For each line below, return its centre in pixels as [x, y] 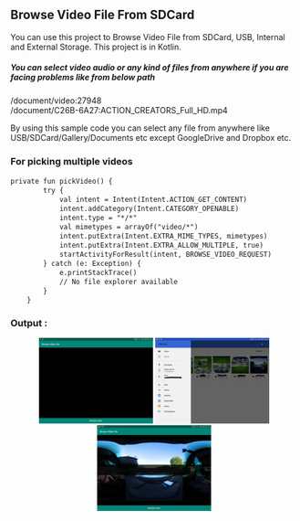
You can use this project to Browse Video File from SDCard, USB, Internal [148, 37]
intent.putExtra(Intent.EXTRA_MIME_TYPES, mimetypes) [163, 237]
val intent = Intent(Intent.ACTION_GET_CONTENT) [153, 200]
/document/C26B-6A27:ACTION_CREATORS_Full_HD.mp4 [119, 110]
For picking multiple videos [72, 161]
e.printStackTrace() [98, 273]
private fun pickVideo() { [62, 182]
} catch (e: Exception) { [93, 264]
